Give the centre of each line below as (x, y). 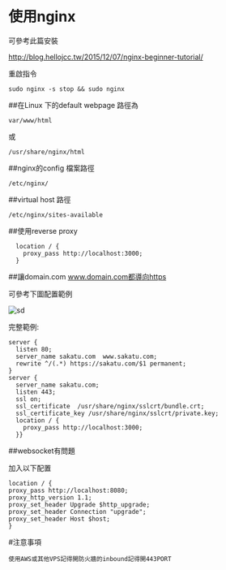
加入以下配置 (30, 468)
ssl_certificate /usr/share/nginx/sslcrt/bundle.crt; (110, 406)
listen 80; (34, 349)
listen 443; (36, 392)
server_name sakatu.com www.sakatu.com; (87, 356)
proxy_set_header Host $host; (60, 519)
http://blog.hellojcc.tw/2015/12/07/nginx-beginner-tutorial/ (106, 57)
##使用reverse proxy (43, 231)
